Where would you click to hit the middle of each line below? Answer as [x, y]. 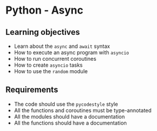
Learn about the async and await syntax [62, 46]
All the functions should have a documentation [70, 123]
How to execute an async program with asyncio [71, 53]
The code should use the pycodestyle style [66, 104]
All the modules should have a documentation [69, 116]
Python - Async [44, 10]
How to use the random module [51, 71]
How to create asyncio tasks [48, 65]
